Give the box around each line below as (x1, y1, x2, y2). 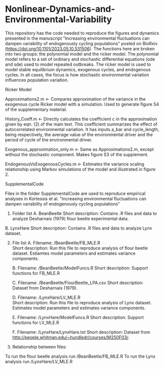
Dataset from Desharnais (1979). (12, 285, 78, 290)
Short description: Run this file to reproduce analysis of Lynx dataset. (12, 299, 152, 305)
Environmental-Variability (5, 14, 112, 25)
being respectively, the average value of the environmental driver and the (5, 132, 153, 137)
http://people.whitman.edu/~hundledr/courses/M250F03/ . (12, 334, 130, 340)
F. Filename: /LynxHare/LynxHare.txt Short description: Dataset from (12, 329, 151, 335)
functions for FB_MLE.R (12, 270, 60, 276)
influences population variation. (5, 77, 69, 83)
